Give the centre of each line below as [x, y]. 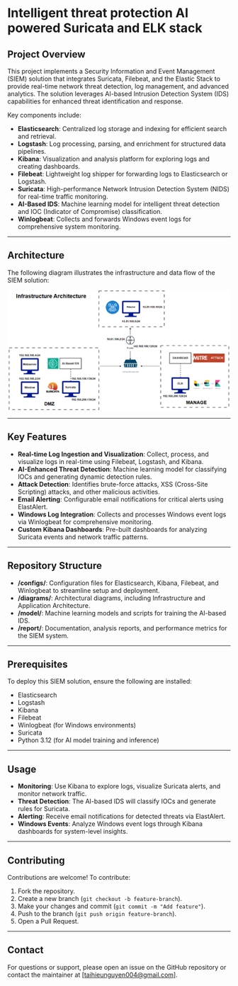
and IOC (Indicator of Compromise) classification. [90, 211]
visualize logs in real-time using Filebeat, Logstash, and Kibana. [110, 461]
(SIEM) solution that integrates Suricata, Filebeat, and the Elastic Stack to [114, 79]
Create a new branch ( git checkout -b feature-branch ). [100, 899]
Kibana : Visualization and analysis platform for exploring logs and [114, 159]
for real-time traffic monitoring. [63, 197]
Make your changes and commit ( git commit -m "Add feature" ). [111, 906]
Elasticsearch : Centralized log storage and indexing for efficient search [122, 129]
